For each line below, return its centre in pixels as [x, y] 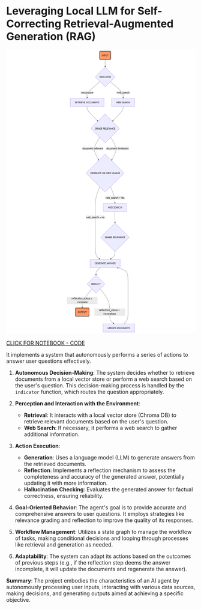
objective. [19, 599]
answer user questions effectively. [49, 361]
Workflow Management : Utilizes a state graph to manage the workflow [103, 532]
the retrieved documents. [55, 464]
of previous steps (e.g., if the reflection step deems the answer [93, 562]
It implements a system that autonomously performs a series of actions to [97, 354]
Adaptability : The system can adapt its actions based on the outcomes [103, 556]
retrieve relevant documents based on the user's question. [96, 421]
